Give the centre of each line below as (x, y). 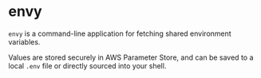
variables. (24, 41)
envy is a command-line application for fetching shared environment (120, 33)
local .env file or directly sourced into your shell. (87, 65)
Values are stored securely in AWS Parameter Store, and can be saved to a (131, 57)
